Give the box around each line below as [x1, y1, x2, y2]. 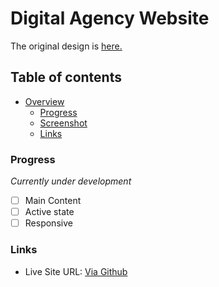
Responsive [24, 217, 73, 229]
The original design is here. [10, 40, 123, 52]
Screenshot [39, 117, 88, 129]
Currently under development [10, 175, 132, 187]
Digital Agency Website [10, 7, 210, 30]
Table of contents [10, 69, 122, 86]
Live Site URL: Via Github [24, 265, 128, 277]
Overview [24, 95, 65, 107]
